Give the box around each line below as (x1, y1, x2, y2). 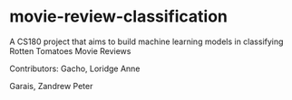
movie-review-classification (9, 6, 229, 27)
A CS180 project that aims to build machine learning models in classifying (9, 36, 284, 47)
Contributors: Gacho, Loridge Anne (9, 63, 141, 74)
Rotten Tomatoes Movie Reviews (9, 45, 131, 56)
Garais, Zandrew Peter (9, 80, 93, 91)
